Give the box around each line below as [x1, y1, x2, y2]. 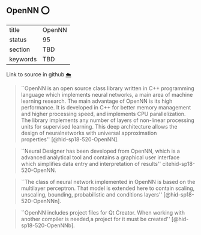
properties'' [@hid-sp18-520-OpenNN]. [20, 135, 119, 143]
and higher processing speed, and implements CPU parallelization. [20, 110, 186, 117]
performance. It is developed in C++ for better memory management [20, 103, 191, 111]
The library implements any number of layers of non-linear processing [20, 117, 195, 124]
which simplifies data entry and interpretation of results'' [20, 160, 161, 167]
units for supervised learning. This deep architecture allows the [20, 123, 178, 130]
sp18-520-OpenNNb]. [20, 222, 75, 229]
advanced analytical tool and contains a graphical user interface [20, 153, 180, 161]
